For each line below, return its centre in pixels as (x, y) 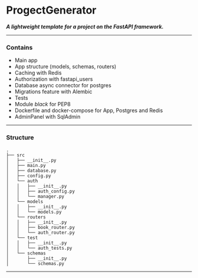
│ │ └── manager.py (35, 196)
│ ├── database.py (32, 171)
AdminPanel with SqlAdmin (47, 117)
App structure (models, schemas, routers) (65, 67)
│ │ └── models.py (34, 212)
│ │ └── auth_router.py (41, 233)
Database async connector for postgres (63, 86)
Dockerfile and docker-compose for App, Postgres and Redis (89, 110)
